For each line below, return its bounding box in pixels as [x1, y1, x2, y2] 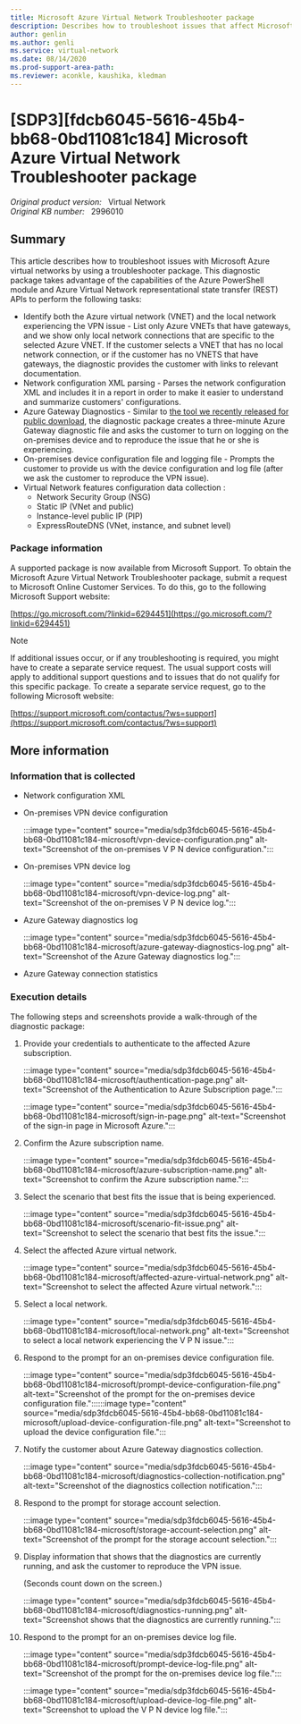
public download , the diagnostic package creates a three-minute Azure [22, 415, 286, 426]
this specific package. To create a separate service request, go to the [10, 680, 266, 691]
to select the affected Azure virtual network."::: [89, 1280, 263, 1292]
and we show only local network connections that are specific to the [22, 330, 275, 341]
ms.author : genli [10, 38, 75, 47]
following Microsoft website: [10, 690, 114, 701]
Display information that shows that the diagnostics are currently [22, 1551, 262, 1561]
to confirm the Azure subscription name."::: [89, 1173, 249, 1185]
